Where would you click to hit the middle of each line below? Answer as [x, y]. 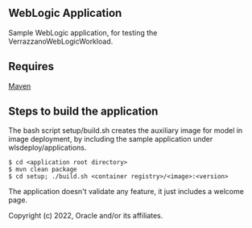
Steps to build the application [83, 112]
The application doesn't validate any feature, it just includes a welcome [126, 192]
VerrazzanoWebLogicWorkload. [61, 41]
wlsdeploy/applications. [48, 147]
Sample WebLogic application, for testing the [83, 32]
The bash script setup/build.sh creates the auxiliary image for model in [126, 131]
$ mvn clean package [43, 170]
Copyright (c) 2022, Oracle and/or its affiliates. [86, 216]
